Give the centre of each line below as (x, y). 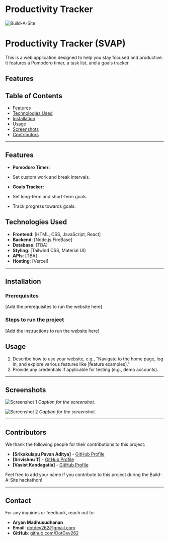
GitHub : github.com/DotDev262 (46, 533)
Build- (156, 475)
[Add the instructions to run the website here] (52, 331)
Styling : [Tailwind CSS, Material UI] (49, 250)
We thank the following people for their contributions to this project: (75, 444)
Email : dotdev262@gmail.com (44, 527)
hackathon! (31, 480)
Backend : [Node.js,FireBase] (43, 240)
